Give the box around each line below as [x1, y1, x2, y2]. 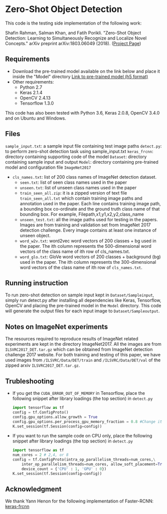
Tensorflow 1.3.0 [19, 100, 54, 106]
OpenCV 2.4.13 [19, 95, 51, 101]
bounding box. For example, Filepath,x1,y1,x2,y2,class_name [19, 211, 144, 217]
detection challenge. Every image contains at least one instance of [19, 227, 157, 233]
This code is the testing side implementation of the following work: [5, 20, 142, 26]
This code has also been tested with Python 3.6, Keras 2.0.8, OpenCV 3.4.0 [5, 110, 160, 116]
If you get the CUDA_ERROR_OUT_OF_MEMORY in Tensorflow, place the [12, 390, 146, 396]
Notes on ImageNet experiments [5, 322, 108, 331]
